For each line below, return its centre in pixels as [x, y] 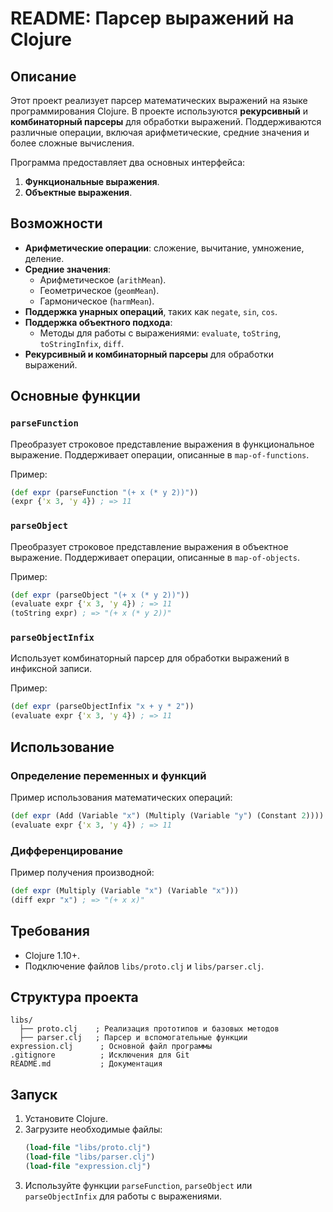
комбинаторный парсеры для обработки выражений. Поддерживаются [166, 121]
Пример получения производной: [82, 872]
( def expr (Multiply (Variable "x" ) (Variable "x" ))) [125, 890]
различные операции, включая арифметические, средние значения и [160, 132]
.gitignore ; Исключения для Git [100, 1055]
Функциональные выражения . [92, 181]
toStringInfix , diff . [82, 343]
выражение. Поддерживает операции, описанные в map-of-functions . [160, 454]
